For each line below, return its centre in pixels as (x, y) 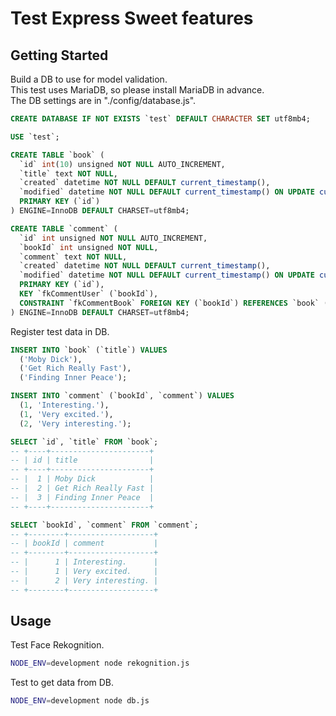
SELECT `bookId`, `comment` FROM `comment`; (104, 525)
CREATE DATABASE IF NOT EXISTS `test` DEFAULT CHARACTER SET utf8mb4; (160, 119)
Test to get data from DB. (62, 683)
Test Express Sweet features (132, 18)
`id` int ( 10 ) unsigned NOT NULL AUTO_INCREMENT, (122, 164)
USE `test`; (35, 137)
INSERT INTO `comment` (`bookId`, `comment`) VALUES (122, 396)
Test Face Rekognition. (57, 645)
